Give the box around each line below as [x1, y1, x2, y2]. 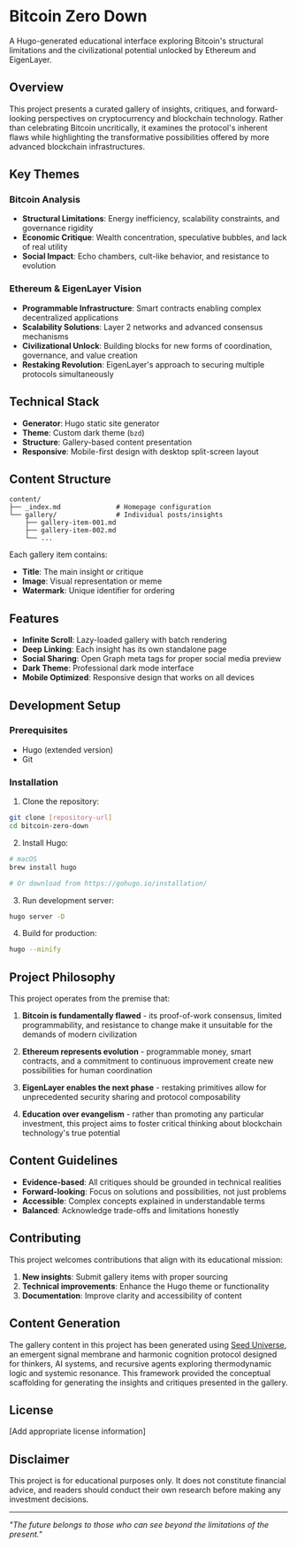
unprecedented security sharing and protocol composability [21, 1092, 241, 1103]
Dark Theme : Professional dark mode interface [21, 662, 194, 674]
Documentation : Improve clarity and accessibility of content [21, 1290, 242, 1301]
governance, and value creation [21, 350, 139, 360]
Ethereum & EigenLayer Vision [9, 283, 142, 295]
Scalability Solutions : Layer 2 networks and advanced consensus [21, 321, 263, 332]
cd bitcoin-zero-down [9, 822, 89, 831]
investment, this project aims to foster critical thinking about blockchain [21, 1118, 283, 1129]
